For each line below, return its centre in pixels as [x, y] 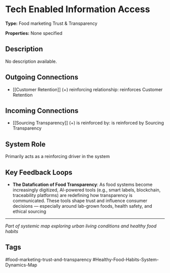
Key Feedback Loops [39, 172]
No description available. [31, 61]
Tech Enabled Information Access [78, 9]
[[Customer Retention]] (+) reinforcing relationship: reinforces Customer [88, 89]
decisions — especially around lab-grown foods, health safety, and [82, 206]
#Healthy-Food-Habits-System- [126, 259]
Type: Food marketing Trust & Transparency [51, 23]
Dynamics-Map [21, 265]
